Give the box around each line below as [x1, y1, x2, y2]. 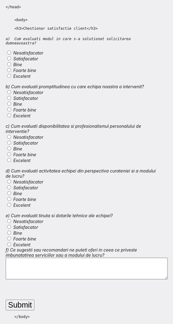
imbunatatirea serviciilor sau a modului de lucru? [5, 252, 105, 258]
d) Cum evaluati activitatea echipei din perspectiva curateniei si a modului [5, 168, 156, 174]
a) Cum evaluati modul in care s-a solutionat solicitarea [5, 36, 131, 41]
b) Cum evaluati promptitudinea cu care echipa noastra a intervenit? [5, 83, 144, 89]
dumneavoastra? [5, 41, 37, 46]
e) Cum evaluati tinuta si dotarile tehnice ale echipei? [5, 212, 113, 218]
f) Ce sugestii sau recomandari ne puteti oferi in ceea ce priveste [5, 247, 138, 252]
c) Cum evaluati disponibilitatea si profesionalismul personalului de [5, 123, 142, 129]
